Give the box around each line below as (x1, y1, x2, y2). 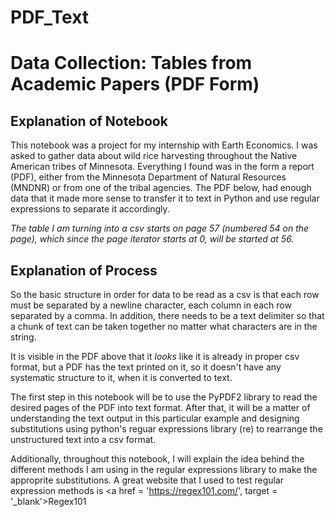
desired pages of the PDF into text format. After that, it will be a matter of (10, 402, 311, 413)
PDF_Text (10, 6, 90, 29)
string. (10, 331, 37, 343)
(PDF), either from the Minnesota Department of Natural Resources (10, 171, 287, 183)
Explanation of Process (10, 262, 158, 279)
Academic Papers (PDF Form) (10, 73, 260, 96)
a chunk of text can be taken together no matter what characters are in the (10, 321, 318, 332)
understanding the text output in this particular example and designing (10, 412, 300, 424)
